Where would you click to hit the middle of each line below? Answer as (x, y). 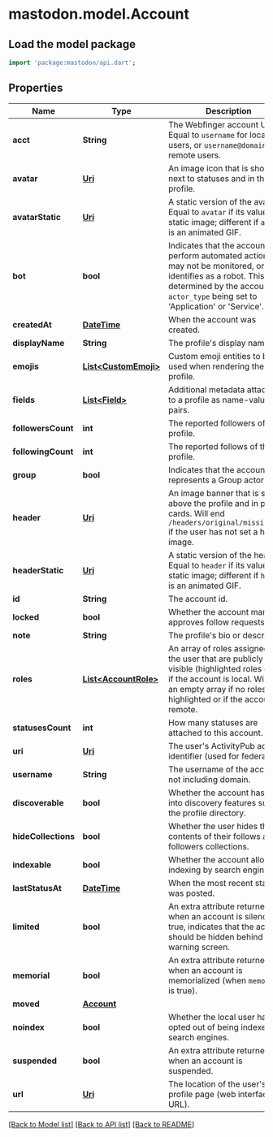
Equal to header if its (206, 565)
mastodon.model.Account (99, 14)
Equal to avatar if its (206, 212)
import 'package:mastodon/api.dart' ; (72, 63)
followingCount (43, 452)
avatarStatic (37, 217)
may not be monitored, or (216, 266)
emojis (26, 366)
